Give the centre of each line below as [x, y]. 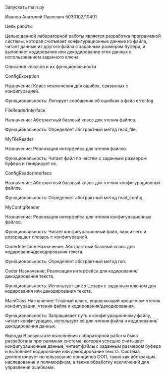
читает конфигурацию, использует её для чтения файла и [66, 321]
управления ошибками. [30, 367]
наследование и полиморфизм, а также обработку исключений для [77, 362]
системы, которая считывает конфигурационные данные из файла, [76, 41]
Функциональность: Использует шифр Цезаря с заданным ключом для [81, 286]
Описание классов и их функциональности [51, 67]
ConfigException [22, 76]
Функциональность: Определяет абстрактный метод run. [66, 261]
